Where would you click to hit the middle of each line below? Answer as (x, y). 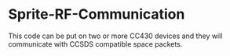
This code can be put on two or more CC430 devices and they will (115, 36)
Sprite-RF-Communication (97, 14)
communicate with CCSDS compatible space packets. (95, 44)
